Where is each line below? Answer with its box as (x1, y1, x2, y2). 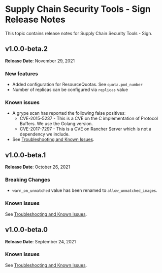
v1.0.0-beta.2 (5, 45, 48, 53)
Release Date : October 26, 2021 (5, 164, 70, 170)
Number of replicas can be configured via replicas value (12, 87, 128, 92)
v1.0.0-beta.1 (5, 151, 46, 159)
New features (5, 70, 38, 77)
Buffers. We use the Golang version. (19, 121, 93, 127)
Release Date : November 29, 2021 (5, 58, 75, 64)
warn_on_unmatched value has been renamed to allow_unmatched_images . (12, 187, 158, 193)
